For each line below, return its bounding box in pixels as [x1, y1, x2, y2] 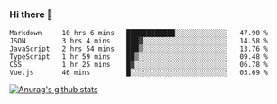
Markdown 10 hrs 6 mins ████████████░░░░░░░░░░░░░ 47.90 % [9, 29, 269, 38]
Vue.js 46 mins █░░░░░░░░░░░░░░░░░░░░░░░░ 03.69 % [9, 68, 269, 78]
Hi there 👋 [9, 8, 54, 21]
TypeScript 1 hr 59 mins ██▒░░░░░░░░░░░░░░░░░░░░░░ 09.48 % [9, 52, 269, 61]
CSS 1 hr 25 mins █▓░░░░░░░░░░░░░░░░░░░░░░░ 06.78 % [9, 61, 269, 70]
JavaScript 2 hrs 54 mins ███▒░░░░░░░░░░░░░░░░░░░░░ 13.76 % [9, 44, 269, 53]
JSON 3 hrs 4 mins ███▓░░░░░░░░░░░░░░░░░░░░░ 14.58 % [9, 36, 269, 46]
